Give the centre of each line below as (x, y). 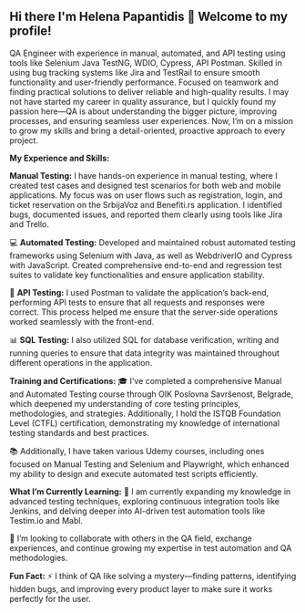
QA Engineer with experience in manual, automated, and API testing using (147, 53)
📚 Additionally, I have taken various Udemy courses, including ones (137, 451)
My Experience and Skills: (60, 158)
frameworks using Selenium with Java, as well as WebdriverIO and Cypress (151, 255)
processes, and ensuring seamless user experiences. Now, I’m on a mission (152, 120)
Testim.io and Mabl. (46, 520)
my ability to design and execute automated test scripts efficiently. (134, 473)
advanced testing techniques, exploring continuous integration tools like (145, 501)
